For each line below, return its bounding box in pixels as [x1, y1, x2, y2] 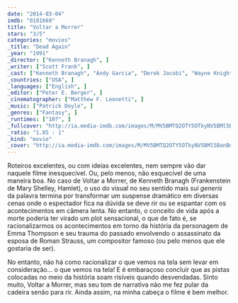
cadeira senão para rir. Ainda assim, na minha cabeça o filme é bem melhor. [7, 288, 229, 297]
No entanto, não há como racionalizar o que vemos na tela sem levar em [7, 258, 219, 266]
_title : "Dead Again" [7, 43, 72, 50]
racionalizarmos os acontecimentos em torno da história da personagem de [7, 222, 229, 230]
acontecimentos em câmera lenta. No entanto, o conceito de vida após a [7, 207, 220, 215]
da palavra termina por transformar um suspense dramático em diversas [7, 192, 219, 200]
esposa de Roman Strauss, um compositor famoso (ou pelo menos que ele [7, 236, 225, 245]
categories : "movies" [7, 37, 72, 44]
